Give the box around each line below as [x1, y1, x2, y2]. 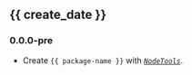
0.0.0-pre [9, 34, 54, 47]
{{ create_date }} [9, 7, 107, 23]
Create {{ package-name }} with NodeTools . [22, 54, 184, 66]
